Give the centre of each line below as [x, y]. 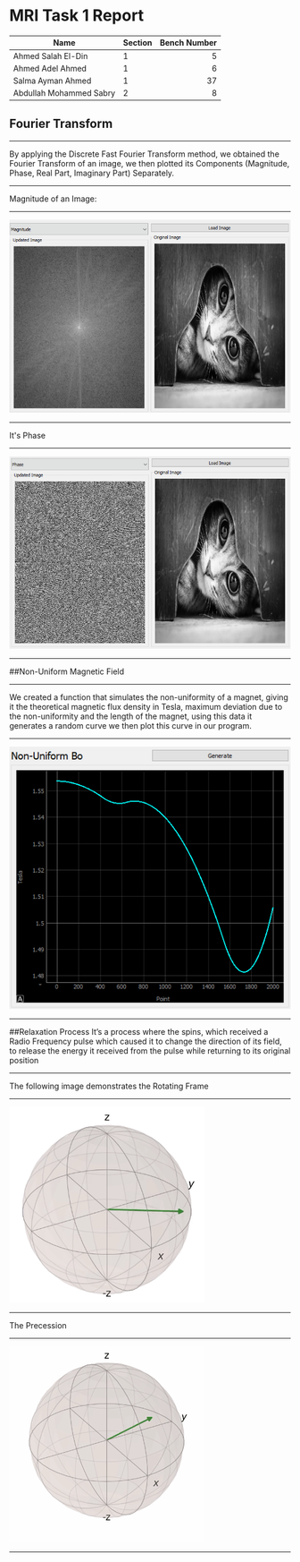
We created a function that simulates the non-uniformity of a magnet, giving [149, 697]
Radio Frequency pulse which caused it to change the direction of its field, [146, 1041]
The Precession [38, 1326]
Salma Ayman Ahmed [52, 81]
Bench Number [188, 43]
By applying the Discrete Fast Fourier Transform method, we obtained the [144, 154]
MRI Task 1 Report [77, 16]
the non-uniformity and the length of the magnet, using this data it [131, 716]
